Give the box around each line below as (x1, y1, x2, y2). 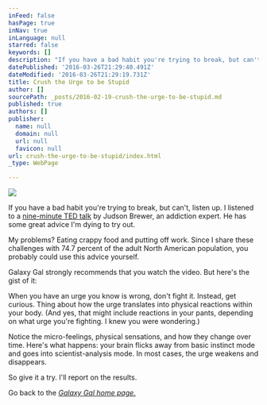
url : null (15, 137, 48, 145)
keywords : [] (8, 48, 52, 56)
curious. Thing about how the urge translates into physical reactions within (8, 299, 253, 310)
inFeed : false (8, 11, 56, 20)
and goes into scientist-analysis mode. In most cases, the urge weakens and (8, 349, 259, 358)
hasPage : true (8, 19, 56, 27)
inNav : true (8, 26, 48, 34)
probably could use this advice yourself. (8, 252, 140, 262)
